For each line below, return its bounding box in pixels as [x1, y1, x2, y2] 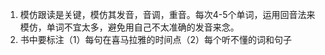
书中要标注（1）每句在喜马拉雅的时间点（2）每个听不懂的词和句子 [19, 34, 293, 45]
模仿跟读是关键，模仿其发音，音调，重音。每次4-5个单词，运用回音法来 [19, 9, 316, 20]
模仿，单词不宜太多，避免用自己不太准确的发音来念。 [19, 21, 240, 33]
